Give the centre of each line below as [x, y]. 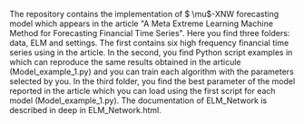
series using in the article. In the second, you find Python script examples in [151, 52]
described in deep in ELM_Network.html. [85, 110]
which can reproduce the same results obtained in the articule [126, 62]
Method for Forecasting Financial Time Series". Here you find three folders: [150, 33]
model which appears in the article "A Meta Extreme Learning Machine [142, 24]
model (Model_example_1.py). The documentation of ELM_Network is [138, 100]
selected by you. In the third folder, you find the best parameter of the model [152, 81]
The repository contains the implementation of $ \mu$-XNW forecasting [144, 14]
